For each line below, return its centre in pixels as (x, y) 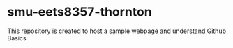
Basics (17, 38)
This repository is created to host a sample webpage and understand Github (117, 31)
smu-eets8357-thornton (80, 12)
